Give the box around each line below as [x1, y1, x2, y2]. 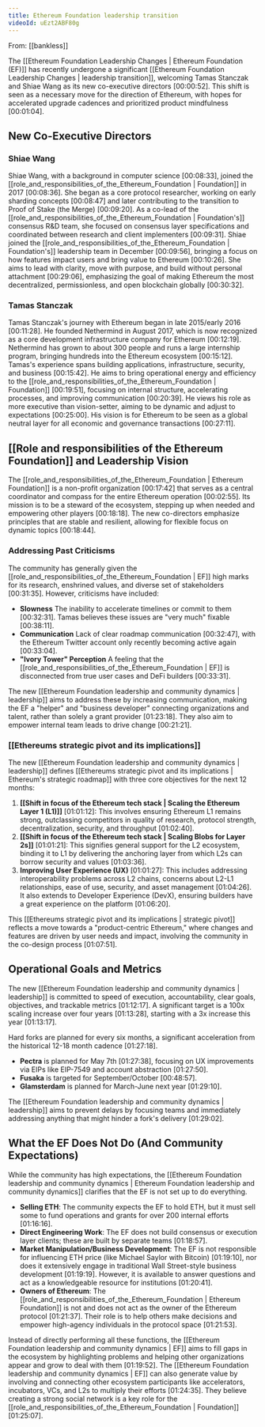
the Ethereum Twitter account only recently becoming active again [19, 638, 237, 647]
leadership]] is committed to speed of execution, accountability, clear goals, [8, 992, 256, 1001]
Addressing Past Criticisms [8, 545, 115, 556]
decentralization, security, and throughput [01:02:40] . [19, 823, 195, 833]
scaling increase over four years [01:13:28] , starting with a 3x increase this [8, 1009, 251, 1018]
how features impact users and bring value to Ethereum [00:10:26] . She [8, 255, 241, 265]
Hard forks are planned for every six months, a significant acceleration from [8, 1032, 256, 1042]
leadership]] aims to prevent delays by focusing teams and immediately [8, 1105, 241, 1115]
